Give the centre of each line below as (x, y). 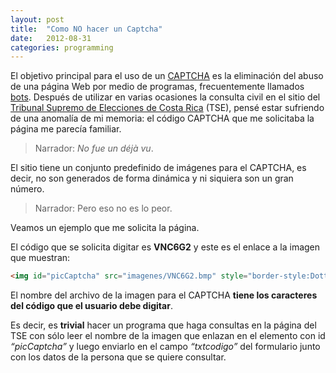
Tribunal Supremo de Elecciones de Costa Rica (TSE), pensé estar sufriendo (167, 108)
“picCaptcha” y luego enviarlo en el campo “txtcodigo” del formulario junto (165, 347)
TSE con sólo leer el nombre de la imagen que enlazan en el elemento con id (168, 336)
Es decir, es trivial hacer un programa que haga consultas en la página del (163, 325)
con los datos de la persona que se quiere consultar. (118, 357)
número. (27, 189)
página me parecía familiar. (66, 129)
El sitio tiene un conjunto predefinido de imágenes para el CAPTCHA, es (158, 168)
